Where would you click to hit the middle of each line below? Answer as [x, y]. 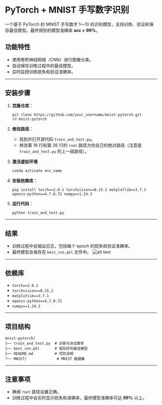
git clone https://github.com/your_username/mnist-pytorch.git [77, 115]
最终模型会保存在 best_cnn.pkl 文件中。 [52, 252]
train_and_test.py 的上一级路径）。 [54, 151]
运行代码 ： [23, 204]
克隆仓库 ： [23, 105]
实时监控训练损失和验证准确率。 [44, 72]
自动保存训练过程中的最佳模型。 [44, 65]
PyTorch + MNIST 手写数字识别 [67, 10]
